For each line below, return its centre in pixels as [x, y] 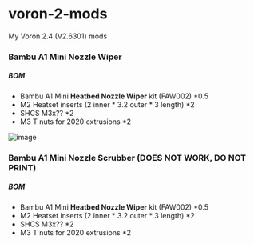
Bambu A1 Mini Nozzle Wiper [65, 57]
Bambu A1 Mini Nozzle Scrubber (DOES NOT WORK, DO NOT [127, 158]
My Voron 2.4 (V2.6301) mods [58, 36]
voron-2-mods [58, 14]
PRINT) [22, 167]
